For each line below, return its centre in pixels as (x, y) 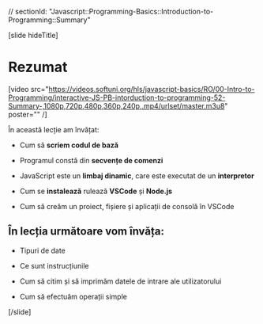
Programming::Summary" (49, 20)
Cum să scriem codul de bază (69, 145)
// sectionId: (28, 11)
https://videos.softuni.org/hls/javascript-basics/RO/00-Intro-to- (152, 89)
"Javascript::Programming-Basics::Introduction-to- (131, 11)
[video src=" (28, 89)
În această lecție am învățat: (54, 129)
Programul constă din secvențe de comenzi (91, 160)
